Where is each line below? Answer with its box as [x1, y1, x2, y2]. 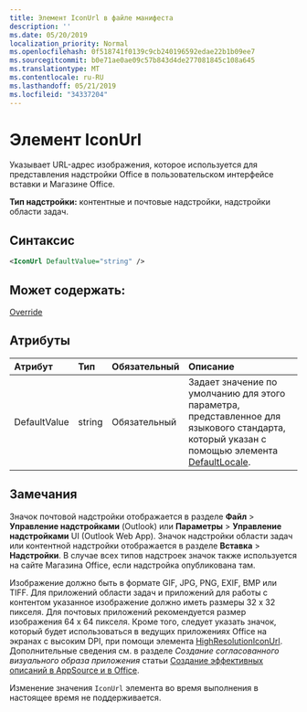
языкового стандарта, [188, 421, 286, 434]
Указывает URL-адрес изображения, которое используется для [9, 159, 258, 170]
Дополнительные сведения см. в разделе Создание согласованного [9, 645, 280, 656]
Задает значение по [188, 376, 278, 388]
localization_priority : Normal [9, 38, 129, 48]
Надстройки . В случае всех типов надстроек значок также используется [9, 549, 297, 560]
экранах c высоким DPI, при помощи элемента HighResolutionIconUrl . [9, 635, 283, 646]
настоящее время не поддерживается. [9, 692, 162, 703]
